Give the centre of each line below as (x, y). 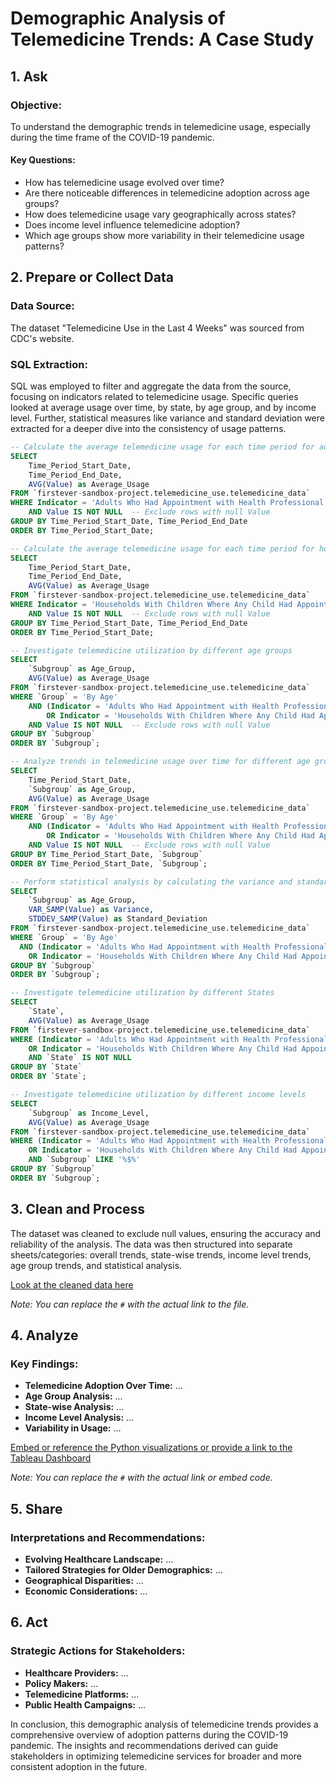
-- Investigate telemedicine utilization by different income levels (158, 1095)
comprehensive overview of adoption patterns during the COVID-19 (149, 1734)
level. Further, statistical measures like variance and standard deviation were (167, 418)
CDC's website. (42, 338)
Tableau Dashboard (51, 1458)
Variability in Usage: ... (73, 1428)
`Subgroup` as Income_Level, (89, 1113)
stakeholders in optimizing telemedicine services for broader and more (156, 1756)
